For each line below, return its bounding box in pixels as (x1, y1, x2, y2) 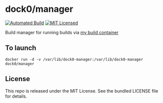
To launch (5, 44, 36, 52)
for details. (5, 93, 27, 99)
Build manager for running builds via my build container (5, 29, 119, 35)
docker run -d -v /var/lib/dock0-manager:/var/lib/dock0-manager (5, 57, 143, 62)
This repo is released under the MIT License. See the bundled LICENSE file (5, 88, 159, 94)
